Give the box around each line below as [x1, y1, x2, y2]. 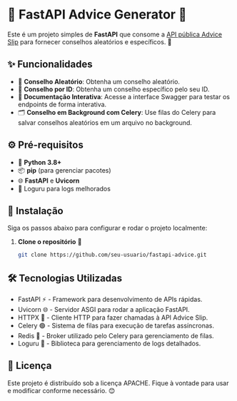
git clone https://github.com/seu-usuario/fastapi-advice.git [17, 251, 207, 259]
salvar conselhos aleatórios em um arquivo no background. [17, 118, 193, 127]
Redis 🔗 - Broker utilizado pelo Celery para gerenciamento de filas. [17, 332, 214, 340]
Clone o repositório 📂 [17, 238, 82, 246]
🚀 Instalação [7, 205, 64, 217]
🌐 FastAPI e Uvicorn [17, 176, 80, 185]
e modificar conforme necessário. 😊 [7, 386, 116, 395]
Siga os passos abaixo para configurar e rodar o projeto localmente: [7, 224, 208, 233]
